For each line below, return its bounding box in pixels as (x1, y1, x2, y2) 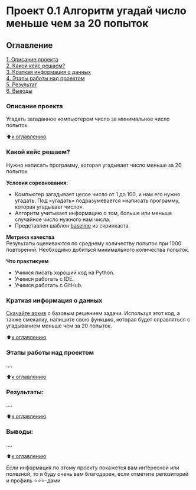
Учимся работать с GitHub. (14, 281, 83, 288)
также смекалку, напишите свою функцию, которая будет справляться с (6, 316, 191, 323)
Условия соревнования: (6, 179, 68, 186)
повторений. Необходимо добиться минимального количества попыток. (6, 246, 190, 253)
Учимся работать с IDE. (14, 275, 74, 282)
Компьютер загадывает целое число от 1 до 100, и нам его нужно (14, 190, 181, 197)
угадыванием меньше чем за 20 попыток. (6, 322, 112, 329)
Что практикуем (6, 257, 49, 264)
